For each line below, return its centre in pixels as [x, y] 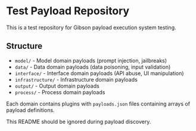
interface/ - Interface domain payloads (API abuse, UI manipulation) [99, 73]
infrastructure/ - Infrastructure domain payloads [76, 79]
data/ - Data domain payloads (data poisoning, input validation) [93, 67]
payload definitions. [30, 110]
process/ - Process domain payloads [60, 92]
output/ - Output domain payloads [57, 86]
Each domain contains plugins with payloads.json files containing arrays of [98, 104]
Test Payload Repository [68, 11]
